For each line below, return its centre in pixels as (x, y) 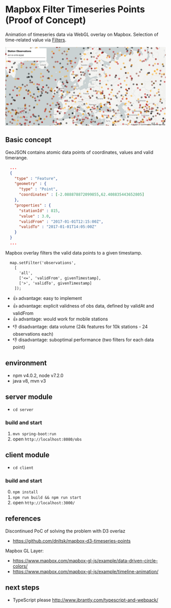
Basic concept (28, 140)
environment (26, 363)
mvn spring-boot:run (34, 434)
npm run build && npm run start (47, 498)
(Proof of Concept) (46, 20)
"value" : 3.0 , (35, 216)
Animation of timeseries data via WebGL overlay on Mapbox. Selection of (82, 34)
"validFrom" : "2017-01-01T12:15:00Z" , (61, 221)
